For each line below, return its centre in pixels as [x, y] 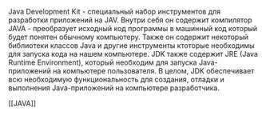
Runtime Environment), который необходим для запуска [103, 62]
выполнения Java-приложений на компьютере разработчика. [114, 88]
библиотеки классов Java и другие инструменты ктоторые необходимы [131, 46]
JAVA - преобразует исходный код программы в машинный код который [133, 28]
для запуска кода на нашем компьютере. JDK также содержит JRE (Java [133, 54]
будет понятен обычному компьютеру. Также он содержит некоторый [129, 37]
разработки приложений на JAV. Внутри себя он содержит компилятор [131, 20]
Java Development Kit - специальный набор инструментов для [115, 12]
